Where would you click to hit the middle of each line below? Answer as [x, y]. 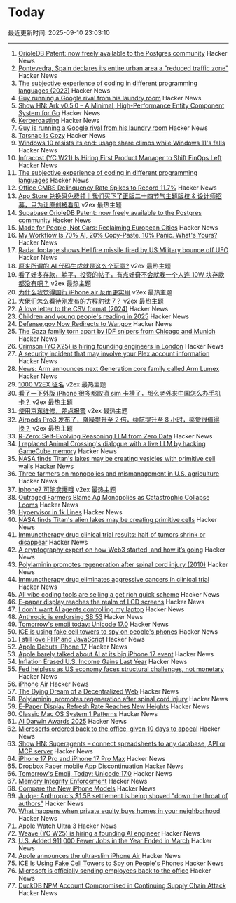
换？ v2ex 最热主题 [45, 428]
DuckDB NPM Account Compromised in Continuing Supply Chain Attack [122, 885]
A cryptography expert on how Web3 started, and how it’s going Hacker [122, 550]
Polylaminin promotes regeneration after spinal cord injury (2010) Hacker [123, 564]
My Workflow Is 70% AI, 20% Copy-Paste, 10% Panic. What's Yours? [118, 235]
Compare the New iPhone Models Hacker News [87, 788]
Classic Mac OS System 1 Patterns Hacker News [88, 713]
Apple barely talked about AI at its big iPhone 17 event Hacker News [116, 654]
